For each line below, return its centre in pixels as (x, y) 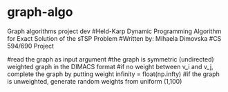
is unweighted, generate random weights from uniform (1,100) (95, 81)
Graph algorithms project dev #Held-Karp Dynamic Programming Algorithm (114, 31)
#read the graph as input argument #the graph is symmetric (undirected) (111, 59)
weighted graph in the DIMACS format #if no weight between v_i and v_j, (110, 66)
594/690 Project (30, 46)
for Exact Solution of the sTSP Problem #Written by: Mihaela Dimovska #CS (114, 38)
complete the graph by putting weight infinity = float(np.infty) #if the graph (113, 74)
